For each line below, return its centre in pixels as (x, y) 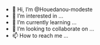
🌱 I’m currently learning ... (44, 22)
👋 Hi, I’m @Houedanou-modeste (52, 9)
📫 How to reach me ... (40, 36)
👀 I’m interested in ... (38, 16)
